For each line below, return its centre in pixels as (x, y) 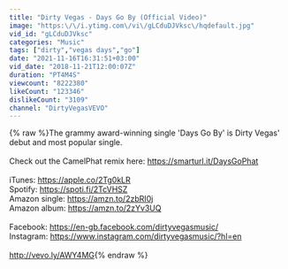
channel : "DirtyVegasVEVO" (59, 108)
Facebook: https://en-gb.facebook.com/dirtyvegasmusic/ (114, 227)
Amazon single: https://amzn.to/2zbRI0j (81, 199)
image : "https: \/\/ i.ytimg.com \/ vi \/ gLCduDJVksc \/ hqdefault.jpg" (132, 26)
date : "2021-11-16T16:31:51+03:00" (75, 58)
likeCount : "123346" (47, 91)
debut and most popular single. (66, 142)
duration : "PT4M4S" (45, 75)
